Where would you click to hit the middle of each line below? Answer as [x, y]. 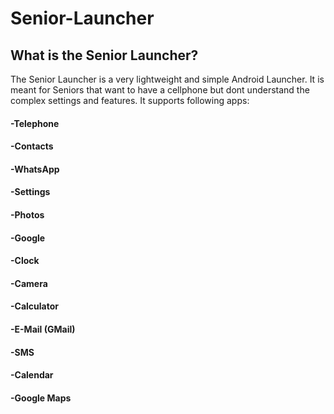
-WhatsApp [35, 169]
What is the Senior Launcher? [104, 55]
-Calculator [34, 306]
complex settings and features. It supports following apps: [130, 100]
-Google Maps [41, 398]
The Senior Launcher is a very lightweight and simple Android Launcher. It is [167, 79]
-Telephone [35, 123]
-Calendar [32, 375]
